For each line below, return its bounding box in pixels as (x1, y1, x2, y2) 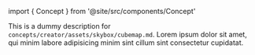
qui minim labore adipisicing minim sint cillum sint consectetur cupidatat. (8, 38, 244, 47)
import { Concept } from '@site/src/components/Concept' (8, 7, 196, 15)
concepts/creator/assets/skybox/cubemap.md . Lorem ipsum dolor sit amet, (8, 30, 248, 39)
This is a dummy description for (8, 22, 112, 30)
